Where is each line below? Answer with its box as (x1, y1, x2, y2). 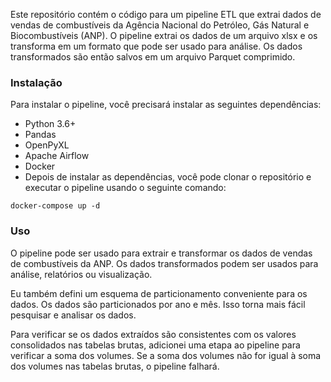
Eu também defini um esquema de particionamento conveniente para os (10, 287, 308, 299)
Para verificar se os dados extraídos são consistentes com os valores (10, 328, 297, 340)
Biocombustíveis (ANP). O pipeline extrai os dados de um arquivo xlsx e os (10, 30, 318, 41)
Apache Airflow (24, 150, 90, 162)
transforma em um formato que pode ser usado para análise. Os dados (10, 40, 303, 52)
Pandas (24, 129, 57, 141)
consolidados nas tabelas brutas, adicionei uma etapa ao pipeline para (10, 339, 301, 351)
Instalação (10, 75, 63, 89)
